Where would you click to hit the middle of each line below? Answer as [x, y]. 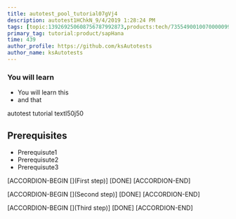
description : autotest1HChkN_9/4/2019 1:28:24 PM [81, 20]
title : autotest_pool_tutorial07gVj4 [63, 14]
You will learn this [43, 92]
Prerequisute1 [37, 152]
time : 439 [22, 40]
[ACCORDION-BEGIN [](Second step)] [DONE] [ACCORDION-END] [104, 194]
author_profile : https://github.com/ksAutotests [80, 46]
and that [29, 100]
